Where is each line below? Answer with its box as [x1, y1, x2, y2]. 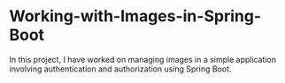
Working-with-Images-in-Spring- [9, 6, 262, 26]
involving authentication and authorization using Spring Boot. [9, 64, 232, 74]
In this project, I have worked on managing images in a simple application [9, 54, 277, 64]
